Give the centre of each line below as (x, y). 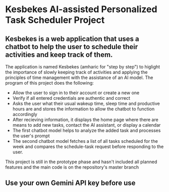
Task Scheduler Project (55, 20)
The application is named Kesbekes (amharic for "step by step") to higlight (83, 67)
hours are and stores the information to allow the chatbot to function (83, 109)
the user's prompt (31, 136)
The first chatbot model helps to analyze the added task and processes (87, 130)
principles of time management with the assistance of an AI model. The (79, 78)
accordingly (25, 114)
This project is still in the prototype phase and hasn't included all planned (81, 162)
